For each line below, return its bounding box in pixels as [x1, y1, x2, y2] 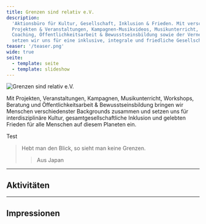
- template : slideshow [12, 66, 70, 72]
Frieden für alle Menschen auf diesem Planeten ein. [6, 121, 137, 128]
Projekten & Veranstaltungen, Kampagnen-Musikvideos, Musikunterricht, [12, 26, 199, 33]
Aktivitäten [6, 180, 50, 190]
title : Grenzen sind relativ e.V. [6, 9, 95, 15]
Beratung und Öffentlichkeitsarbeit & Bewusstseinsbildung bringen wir [6, 101, 184, 109]
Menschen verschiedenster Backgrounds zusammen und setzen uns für [6, 108, 189, 115]
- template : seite [12, 60, 59, 66]
